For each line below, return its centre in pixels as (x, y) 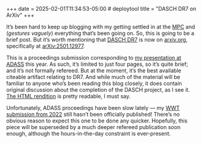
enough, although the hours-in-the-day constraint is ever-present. (89, 133)
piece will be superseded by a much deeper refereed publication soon (93, 127)
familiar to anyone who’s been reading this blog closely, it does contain (94, 83)
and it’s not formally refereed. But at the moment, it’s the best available (94, 71)
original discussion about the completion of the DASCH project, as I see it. (98, 90)
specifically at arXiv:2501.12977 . (46, 46)
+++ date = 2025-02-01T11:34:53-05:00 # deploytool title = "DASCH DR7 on (101, 9)
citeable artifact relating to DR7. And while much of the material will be (93, 77)
